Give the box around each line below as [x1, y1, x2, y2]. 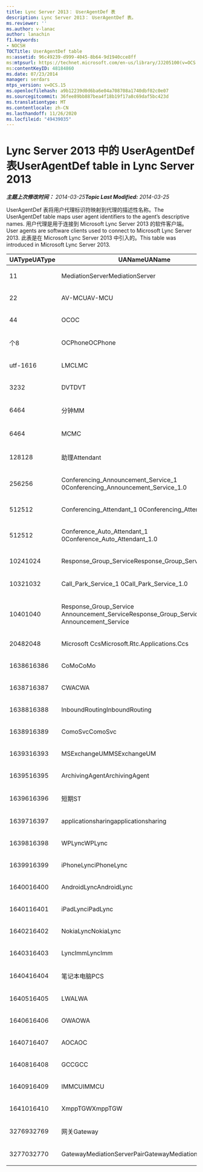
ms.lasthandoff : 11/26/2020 [6, 110, 77, 116]
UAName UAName [118, 255, 171, 264]
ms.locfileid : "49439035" [6, 116, 71, 122]
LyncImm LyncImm [61, 949, 113, 957]
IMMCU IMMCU [61, 1082, 105, 1091]
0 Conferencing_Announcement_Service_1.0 [61, 483, 187, 492]
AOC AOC [61, 1039, 88, 1047]
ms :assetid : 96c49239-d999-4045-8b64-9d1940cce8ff [6, 54, 137, 60]
